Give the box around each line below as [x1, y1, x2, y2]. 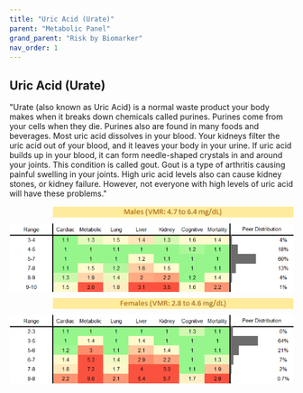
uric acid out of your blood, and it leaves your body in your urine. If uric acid [9, 140, 292, 151]
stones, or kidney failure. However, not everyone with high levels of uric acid [9, 179, 293, 190]
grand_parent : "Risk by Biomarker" [9, 33, 143, 42]
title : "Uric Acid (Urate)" [9, 14, 115, 23]
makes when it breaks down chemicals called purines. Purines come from [9, 111, 284, 122]
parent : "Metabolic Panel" [9, 23, 111, 33]
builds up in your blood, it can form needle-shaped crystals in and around [9, 150, 283, 161]
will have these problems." [9, 188, 107, 199]
